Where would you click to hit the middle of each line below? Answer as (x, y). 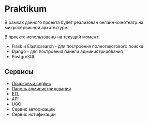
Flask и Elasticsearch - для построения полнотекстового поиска (77, 46)
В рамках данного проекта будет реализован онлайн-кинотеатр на (74, 22)
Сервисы (19, 72)
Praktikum (26, 9)
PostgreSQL (23, 56)
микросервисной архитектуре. (37, 27)
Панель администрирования (41, 89)
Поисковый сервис (31, 83)
